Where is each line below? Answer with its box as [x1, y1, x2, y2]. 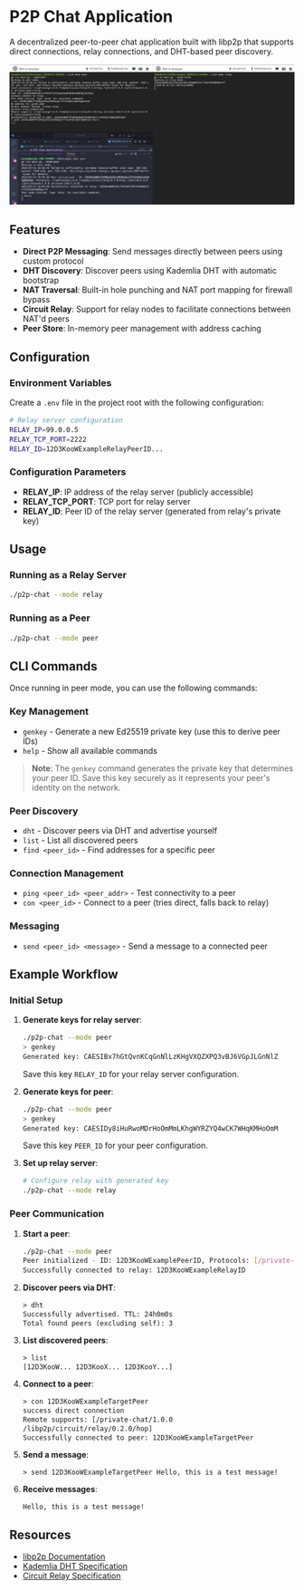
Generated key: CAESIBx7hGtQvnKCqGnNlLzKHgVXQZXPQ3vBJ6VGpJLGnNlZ [22, 1052, 279, 1061]
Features [9, 222, 61, 237]
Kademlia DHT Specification [22, 1560, 128, 1571]
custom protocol [22, 255, 84, 266]
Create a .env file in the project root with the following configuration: [9, 397, 264, 408]
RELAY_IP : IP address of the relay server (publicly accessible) [22, 487, 254, 497]
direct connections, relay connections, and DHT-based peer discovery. [9, 45, 274, 56]
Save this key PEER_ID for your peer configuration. [22, 1140, 208, 1152]
